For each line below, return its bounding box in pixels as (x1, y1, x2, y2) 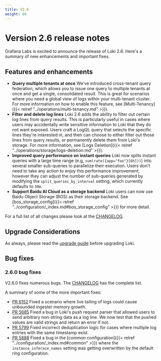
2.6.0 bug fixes (5, 269, 41, 276)
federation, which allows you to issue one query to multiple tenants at (12, 86, 150, 92)
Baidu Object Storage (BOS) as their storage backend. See (12, 194, 129, 200)
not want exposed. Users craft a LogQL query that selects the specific (12, 127, 152, 133)
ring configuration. (12, 350, 49, 356)
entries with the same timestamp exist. (12, 330, 89, 335)
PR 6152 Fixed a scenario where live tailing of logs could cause (12, 298, 137, 304)
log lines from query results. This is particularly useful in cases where (12, 117, 150, 123)
